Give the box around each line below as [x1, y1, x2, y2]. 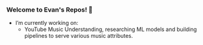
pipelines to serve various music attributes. [24, 32, 133, 40]
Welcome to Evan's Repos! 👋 [6, 5, 93, 14]
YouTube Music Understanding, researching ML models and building [24, 26, 197, 33]
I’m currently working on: [15, 19, 78, 27]
